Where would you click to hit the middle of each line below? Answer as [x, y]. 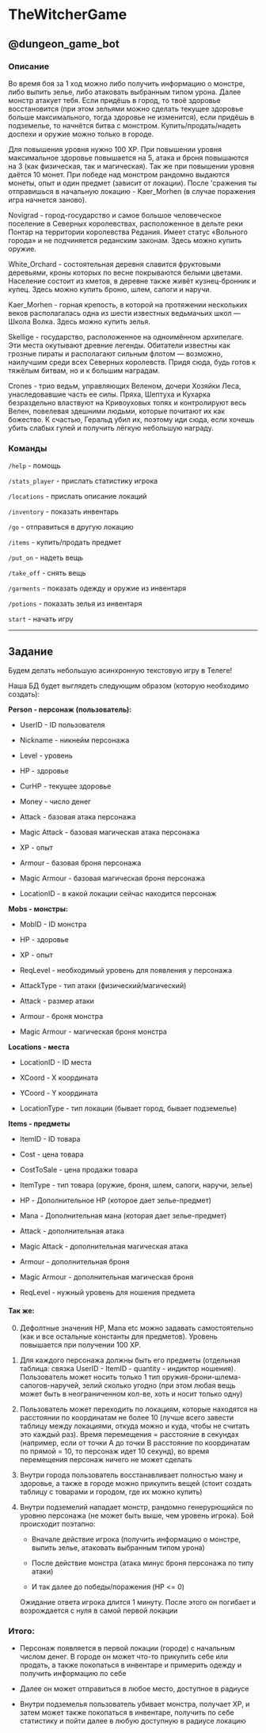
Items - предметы [39, 1123]
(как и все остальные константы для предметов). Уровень [118, 1336]
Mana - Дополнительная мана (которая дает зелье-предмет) [123, 1215]
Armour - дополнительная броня [74, 1261]
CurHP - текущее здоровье [65, 786]
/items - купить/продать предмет [65, 542]
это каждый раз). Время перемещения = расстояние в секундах [129, 1435]
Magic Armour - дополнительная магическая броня [106, 1277]
